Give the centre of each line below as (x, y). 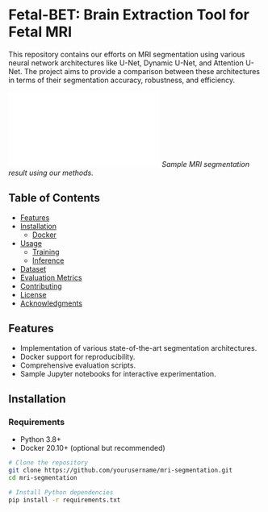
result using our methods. (51, 173)
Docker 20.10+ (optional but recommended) (92, 448)
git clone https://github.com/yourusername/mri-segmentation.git (120, 470)
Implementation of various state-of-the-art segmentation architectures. (138, 348)
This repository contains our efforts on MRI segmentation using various (127, 54)
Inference (48, 260)
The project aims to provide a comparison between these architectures (142, 71)
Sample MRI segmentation (205, 164)
